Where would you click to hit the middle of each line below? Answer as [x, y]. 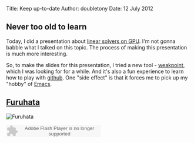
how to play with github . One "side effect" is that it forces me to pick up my [97, 77]
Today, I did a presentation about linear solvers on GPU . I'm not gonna [91, 41]
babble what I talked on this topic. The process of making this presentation [97, 47]
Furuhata [23, 102]
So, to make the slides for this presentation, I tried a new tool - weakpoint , [96, 65]
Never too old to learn [46, 27]
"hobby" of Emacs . [29, 84]
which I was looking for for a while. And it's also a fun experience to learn [95, 71]
